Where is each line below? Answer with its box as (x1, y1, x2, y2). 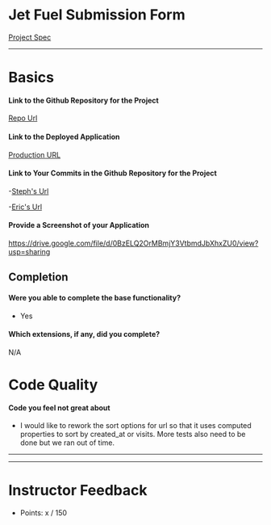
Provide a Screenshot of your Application (8, 220, 150, 230)
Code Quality (8, 376, 98, 393)
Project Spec (8, 32, 52, 42)
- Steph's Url (8, 186, 49, 195)
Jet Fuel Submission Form (8, 6, 186, 24)
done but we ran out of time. (19, 438, 115, 447)
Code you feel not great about (8, 402, 110, 413)
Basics (8, 69, 55, 86)
